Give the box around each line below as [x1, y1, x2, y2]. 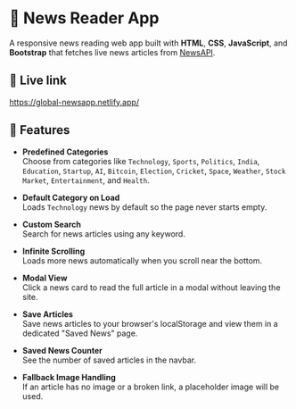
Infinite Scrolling [21, 246, 86, 256]
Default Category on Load [21, 192, 120, 203]
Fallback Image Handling [21, 371, 116, 382]
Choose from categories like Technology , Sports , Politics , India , [21, 155, 260, 166]
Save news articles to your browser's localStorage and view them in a [21, 318, 278, 329]
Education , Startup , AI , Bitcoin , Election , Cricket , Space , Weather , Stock [21, 165, 286, 176]
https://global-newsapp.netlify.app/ [9, 96, 140, 107]
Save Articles [21, 308, 74, 320]
